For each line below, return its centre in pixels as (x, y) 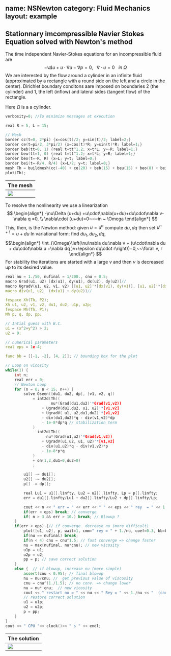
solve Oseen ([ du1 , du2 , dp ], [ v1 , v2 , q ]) (69, 394)
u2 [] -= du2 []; (40, 479)
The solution (23, 638)
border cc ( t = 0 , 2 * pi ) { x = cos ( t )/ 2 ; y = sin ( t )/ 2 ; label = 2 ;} (68, 139)
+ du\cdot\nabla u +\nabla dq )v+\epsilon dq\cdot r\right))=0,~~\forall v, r (85, 248)
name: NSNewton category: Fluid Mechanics (78, 8)
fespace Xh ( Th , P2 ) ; (27, 300)
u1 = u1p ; (34, 602)
